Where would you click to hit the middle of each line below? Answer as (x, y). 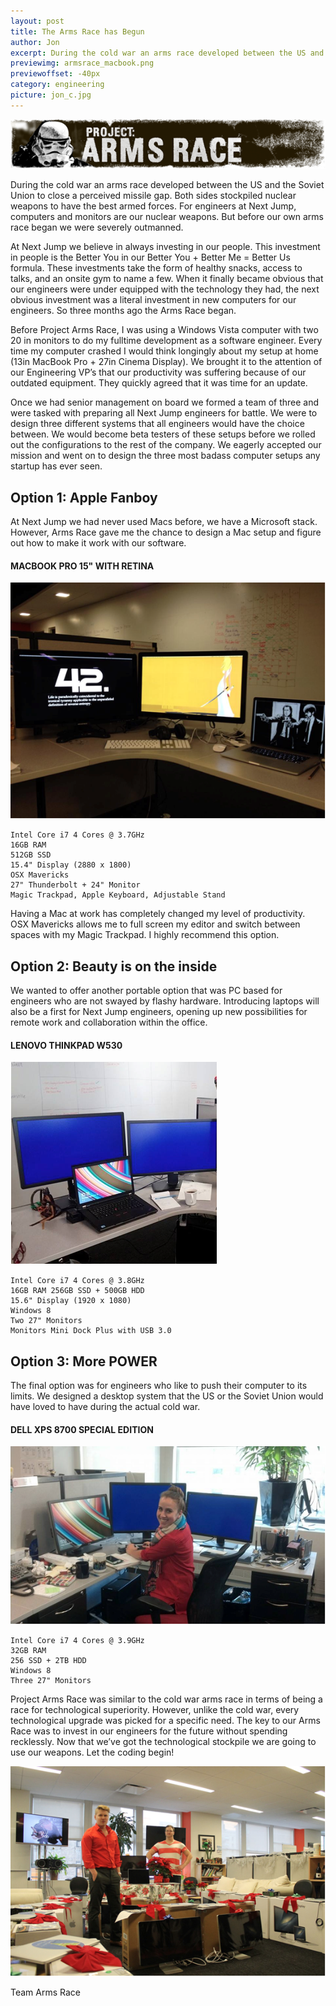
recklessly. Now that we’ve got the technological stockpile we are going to (163, 1742)
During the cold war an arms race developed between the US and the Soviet (167, 185)
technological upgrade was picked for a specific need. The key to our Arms (165, 1721)
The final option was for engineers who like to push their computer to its (159, 1386)
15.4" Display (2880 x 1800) (71, 865)
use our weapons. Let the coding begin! (92, 1752)
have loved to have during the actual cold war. (105, 1407)
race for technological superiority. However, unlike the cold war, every (155, 1710)
